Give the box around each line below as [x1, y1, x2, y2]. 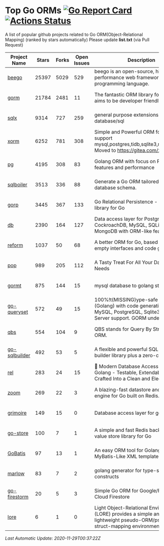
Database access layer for [94, 409, 155, 416]
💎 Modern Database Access [94, 363, 159, 370]
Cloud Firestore [94, 493, 130, 500]
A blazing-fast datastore [94, 386, 151, 393]
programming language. [94, 80, 150, 87]
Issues [74, 59, 90, 66]
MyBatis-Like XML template [94, 453, 159, 460]
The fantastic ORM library [94, 91, 153, 98]
